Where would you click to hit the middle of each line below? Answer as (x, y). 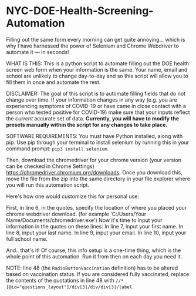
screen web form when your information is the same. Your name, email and (97, 69)
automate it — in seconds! (38, 52)
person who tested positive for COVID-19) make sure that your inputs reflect (98, 112)
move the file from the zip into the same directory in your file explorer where (98, 179)
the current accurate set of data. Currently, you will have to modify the (93, 118)
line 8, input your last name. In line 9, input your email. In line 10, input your (96, 233)
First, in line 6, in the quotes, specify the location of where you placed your (97, 207)
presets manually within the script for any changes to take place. (87, 125)
